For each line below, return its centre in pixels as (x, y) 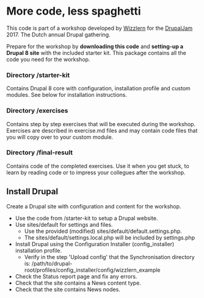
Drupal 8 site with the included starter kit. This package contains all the (96, 52)
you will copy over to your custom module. (60, 137)
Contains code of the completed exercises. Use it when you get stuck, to (98, 166)
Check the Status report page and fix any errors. (76, 276)
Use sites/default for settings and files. (64, 224)
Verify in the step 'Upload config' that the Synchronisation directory (109, 257)
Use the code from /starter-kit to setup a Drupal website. (86, 218)
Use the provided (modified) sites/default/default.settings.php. (103, 231)
